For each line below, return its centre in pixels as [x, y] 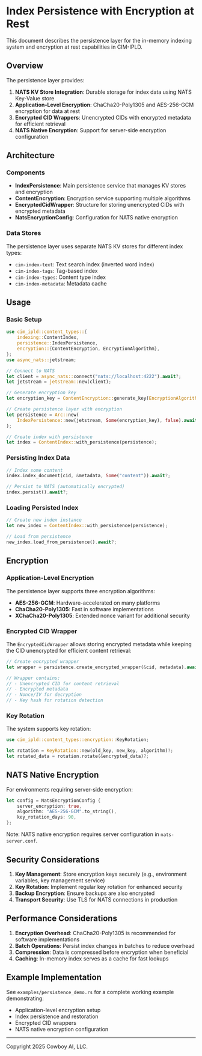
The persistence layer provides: [45, 80]
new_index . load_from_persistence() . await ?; [62, 542]
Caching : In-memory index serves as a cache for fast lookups [92, 958]
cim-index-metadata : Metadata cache [61, 283]
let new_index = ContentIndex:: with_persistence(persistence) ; [87, 526]
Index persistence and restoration [57, 1016]
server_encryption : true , [50, 806]
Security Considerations [53, 860]
